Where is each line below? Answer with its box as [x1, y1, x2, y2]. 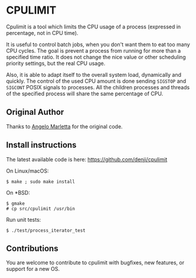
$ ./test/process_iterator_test [6, 227, 86, 234]
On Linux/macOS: [6, 167, 49, 174]
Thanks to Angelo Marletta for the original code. [6, 122, 123, 130]
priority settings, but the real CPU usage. [6, 60, 106, 67]
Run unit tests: [6, 216, 41, 223]
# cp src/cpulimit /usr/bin [6, 205, 76, 212]
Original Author [6, 107, 64, 117]
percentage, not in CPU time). [6, 29, 79, 36]
